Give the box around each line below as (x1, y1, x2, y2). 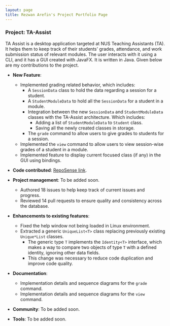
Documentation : (12, 270, 48, 276)
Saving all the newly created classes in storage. (35, 125, 135, 131)
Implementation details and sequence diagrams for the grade (20, 280, 147, 286)
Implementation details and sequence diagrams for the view (20, 290, 145, 297)
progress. (20, 192, 41, 198)
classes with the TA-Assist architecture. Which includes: (27, 114, 146, 120)
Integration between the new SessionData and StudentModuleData (27, 109, 163, 115)
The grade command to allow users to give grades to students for (27, 130, 164, 136)
